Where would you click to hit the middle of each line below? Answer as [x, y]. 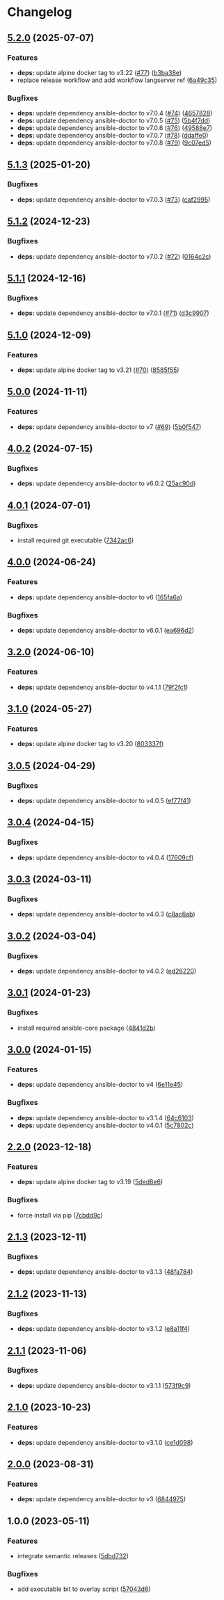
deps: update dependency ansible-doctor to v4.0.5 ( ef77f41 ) [104, 801]
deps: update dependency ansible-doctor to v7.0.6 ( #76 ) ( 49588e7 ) [115, 128]
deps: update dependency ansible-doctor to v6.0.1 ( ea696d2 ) [106, 630]
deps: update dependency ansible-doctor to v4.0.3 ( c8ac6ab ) [106, 914]
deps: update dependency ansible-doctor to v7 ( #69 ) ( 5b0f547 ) [109, 427]
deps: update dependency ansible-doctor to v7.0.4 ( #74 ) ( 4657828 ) [115, 113]
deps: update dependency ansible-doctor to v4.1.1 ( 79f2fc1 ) [103, 687]
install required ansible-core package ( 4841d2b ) [86, 1028]
